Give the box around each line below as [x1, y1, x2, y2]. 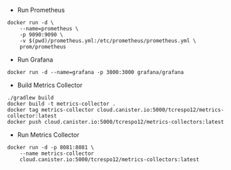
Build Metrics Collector [17, 81, 83, 89]
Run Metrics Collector [17, 131, 80, 139]
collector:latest [7, 113, 57, 120]
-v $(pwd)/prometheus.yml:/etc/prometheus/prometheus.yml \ [19, 37, 196, 44]
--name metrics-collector [19, 150, 95, 157]
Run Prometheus [17, 6, 65, 14]
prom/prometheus [19, 44, 67, 50]
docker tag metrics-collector [7, 106, 95, 113]
